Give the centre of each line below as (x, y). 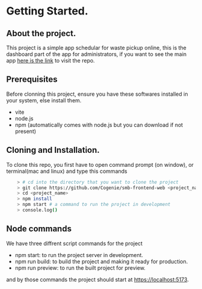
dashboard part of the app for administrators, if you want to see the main (96, 54)
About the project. (41, 33)
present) (26, 131)
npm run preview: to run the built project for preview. (80, 268)
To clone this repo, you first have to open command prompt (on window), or (100, 164)
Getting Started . (47, 11)
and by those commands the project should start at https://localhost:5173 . (98, 279)
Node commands (39, 229)
